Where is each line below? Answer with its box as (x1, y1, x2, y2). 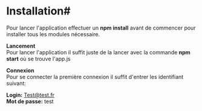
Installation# (6, 4, 71, 18)
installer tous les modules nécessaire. (6, 30, 100, 37)
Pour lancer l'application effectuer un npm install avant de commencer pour (6, 24, 196, 31)
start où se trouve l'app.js (6, 55, 71, 62)
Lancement (6, 42, 36, 49)
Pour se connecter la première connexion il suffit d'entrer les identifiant (6, 73, 184, 80)
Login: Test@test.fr (6, 91, 55, 98)
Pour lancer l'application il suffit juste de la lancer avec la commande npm (6, 48, 191, 55)
